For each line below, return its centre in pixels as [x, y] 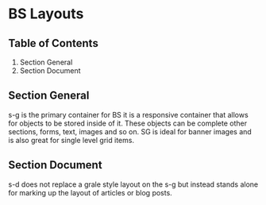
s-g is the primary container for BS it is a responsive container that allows [128, 114]
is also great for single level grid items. [71, 140]
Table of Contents [54, 43]
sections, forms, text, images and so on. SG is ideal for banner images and [130, 131]
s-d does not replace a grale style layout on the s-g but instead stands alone [133, 184]
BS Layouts [46, 14]
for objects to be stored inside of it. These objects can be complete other [128, 123]
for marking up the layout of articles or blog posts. [90, 192]
